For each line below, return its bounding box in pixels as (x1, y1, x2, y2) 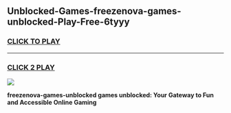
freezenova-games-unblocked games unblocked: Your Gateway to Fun (7, 90, 214, 99)
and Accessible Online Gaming (7, 98, 97, 106)
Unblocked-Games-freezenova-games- (7, 5, 181, 17)
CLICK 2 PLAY (7, 62, 55, 72)
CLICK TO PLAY (7, 37, 60, 47)
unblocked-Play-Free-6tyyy (7, 16, 130, 28)
